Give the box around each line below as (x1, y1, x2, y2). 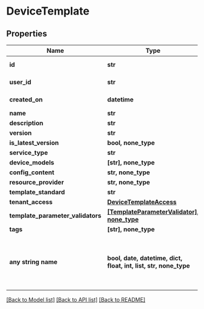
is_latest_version (9, 138, 59, 147)
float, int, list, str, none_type (107, 262, 190, 270)
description (9, 119, 44, 127)
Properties (6, 29, 47, 39)
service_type (9, 149, 49, 157)
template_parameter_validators (9, 211, 102, 220)
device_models (9, 158, 55, 166)
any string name (9, 258, 58, 266)
